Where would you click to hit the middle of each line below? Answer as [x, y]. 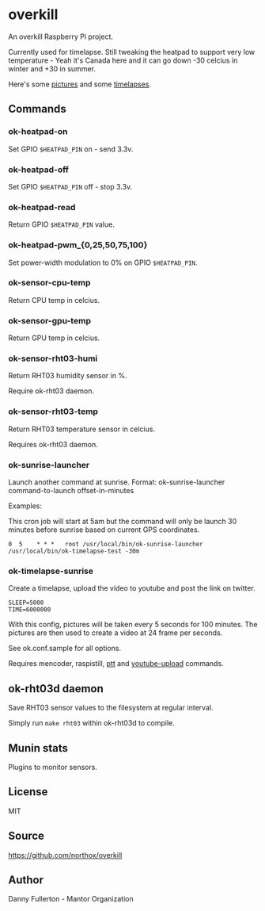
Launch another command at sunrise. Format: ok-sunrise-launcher [117, 482]
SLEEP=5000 [26, 603]
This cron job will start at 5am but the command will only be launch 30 [123, 521]
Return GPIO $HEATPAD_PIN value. [61, 224]
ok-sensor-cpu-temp [49, 283]
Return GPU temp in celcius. [54, 338]
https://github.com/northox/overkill [65, 855]
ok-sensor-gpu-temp [49, 320]
